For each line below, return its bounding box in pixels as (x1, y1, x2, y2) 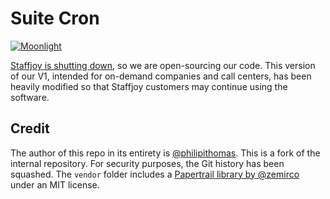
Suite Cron (10, 7, 100, 30)
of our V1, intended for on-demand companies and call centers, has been (10, 70, 312, 82)
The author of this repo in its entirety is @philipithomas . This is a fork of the (10, 147, 321, 159)
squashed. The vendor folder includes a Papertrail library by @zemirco (10, 168, 300, 180)
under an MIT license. (10, 178, 100, 191)
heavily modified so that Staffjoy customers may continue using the (10, 80, 288, 92)
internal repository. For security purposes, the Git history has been (10, 157, 285, 169)
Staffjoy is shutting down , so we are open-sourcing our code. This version (10, 59, 316, 71)
